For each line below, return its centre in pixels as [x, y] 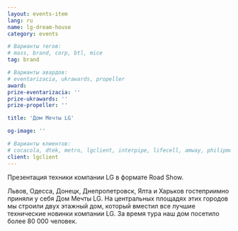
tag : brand [23, 60]
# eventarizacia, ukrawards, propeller [66, 79]
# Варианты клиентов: [39, 144]
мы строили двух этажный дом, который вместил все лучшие [102, 205]
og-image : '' [27, 131]
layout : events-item [38, 14]
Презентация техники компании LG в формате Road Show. [96, 177]
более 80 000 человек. [42, 221]
